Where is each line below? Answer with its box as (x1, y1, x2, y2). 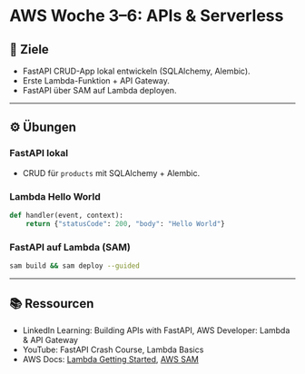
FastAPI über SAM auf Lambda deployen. (22, 85, 177, 95)
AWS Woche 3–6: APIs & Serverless (9, 5, 284, 26)
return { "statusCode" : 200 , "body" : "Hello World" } (25, 219, 225, 228)
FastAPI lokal (9, 147, 69, 160)
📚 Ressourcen (9, 296, 94, 311)
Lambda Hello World (9, 190, 102, 202)
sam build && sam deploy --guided (9, 261, 141, 271)
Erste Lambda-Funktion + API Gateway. (22, 75, 171, 86)
